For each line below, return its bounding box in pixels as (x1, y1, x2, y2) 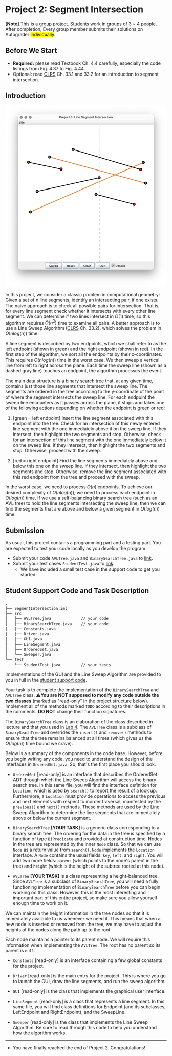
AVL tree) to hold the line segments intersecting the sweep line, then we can (5, 500, 166, 506)
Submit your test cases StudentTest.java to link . (12, 561, 115, 567)
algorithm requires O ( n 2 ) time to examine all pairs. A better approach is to (5, 318, 160, 326)
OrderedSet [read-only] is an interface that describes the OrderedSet (12, 771, 158, 777)
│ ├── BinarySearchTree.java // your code (5, 621, 109, 626)
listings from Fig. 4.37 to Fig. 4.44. (12, 65, 85, 71)
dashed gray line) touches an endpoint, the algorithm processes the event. (5, 368, 163, 374)
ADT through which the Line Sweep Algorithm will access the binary (12, 777, 157, 783)
